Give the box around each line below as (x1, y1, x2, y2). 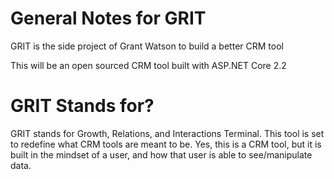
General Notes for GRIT (10, 7, 207, 30)
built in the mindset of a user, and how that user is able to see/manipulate (10, 148, 313, 161)
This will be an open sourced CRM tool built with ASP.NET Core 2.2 (10, 59, 287, 71)
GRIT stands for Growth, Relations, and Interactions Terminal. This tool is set (10, 127, 325, 139)
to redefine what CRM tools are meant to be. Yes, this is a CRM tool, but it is (10, 138, 322, 150)
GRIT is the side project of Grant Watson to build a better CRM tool (10, 40, 284, 52)
